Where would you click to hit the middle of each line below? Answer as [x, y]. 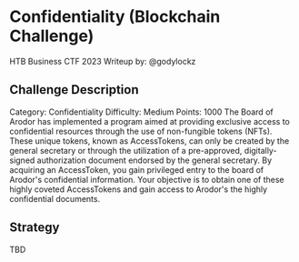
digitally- [260, 150]
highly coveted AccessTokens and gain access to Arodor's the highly [139, 189]
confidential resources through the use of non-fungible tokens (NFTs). [141, 131]
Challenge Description [74, 90]
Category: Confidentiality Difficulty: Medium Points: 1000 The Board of [142, 112]
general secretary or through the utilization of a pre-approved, [126, 150]
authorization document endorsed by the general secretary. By [154, 160]
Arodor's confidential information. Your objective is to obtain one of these [147, 179]
